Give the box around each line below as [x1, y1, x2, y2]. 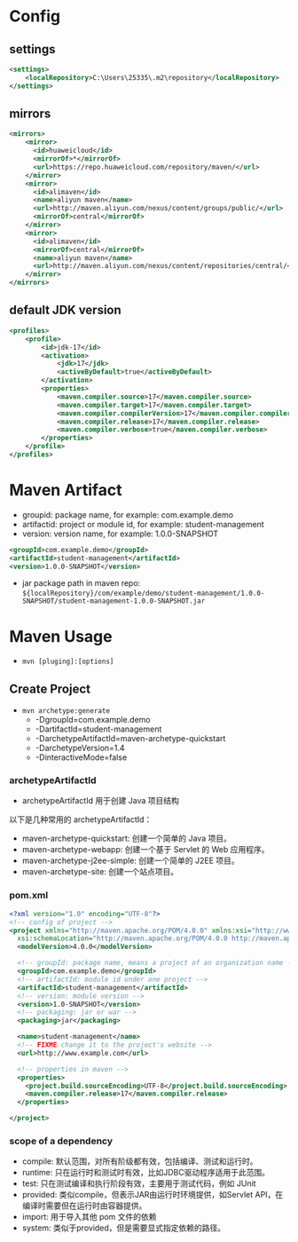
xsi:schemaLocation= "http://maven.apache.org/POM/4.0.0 [17, 934, 228, 943]
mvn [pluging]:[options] [21, 657, 114, 667]
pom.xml [9, 890, 49, 902]
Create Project [9, 681, 91, 696]
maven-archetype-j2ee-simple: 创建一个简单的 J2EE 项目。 [21, 855, 239, 866]
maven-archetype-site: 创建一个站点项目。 [21, 866, 179, 877]
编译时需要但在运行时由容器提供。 [21, 1200, 147, 1211]
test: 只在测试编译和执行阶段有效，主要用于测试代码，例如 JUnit [21, 1178, 256, 1189]
